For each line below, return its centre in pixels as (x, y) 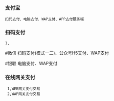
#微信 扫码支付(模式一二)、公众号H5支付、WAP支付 (57, 53)
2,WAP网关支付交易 (24, 94)
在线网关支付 (20, 77)
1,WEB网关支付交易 (24, 89)
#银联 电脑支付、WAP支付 (31, 63)
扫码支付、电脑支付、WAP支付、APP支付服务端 (45, 19)
